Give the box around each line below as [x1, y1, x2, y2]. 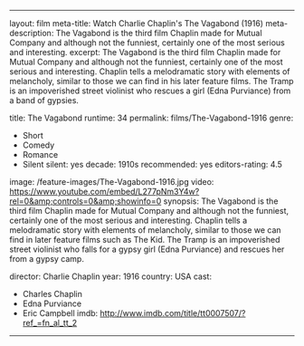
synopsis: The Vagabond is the [163, 196, 279, 207]
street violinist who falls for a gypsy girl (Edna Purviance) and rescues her [9, 244, 285, 255]
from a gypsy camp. [9, 254, 84, 264]
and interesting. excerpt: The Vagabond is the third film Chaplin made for [9, 47, 281, 57]
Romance [22, 149, 59, 159]
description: [9, 28, 54, 38]
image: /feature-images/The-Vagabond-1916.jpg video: [9, 177, 214, 187]
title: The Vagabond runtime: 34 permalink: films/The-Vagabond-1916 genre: [9, 112, 294, 123]
